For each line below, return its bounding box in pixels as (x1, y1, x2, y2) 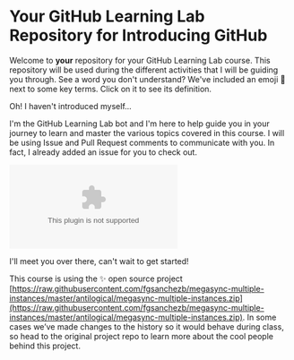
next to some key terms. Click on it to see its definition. (9, 83, 212, 94)
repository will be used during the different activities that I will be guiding (9, 64, 279, 75)
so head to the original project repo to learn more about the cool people (9, 330, 273, 341)
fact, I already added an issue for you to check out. (9, 146, 197, 158)
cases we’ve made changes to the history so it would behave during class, (9, 321, 284, 332)
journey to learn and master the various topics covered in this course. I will (9, 127, 285, 138)
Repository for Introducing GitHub (9, 25, 268, 46)
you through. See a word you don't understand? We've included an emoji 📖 (9, 73, 286, 84)
